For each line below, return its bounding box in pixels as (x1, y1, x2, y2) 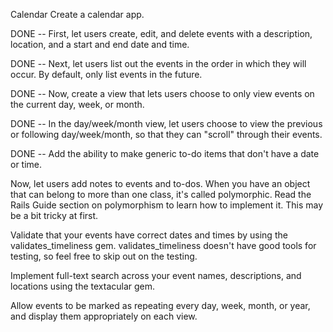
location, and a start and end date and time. (10, 39, 190, 50)
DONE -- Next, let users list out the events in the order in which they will (10, 58, 307, 69)
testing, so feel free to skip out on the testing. (10, 250, 198, 262)
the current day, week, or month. (10, 99, 145, 110)
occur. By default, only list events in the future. (10, 69, 203, 80)
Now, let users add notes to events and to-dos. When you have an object (10, 178, 311, 189)
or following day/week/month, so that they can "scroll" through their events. (10, 129, 323, 140)
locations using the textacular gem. (10, 280, 156, 292)
